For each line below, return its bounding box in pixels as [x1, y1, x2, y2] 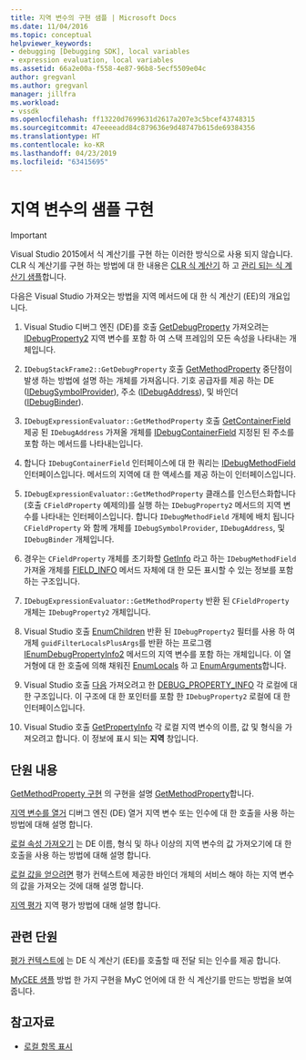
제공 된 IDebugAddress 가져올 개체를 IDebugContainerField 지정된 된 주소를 [23, 427, 295, 438]
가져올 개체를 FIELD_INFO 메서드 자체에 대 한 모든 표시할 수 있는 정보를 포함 [23, 565, 294, 576]
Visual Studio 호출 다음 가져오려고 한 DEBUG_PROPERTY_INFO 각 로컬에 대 [23, 679, 298, 690]
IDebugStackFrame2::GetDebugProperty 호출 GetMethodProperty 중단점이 [23, 363, 292, 374]
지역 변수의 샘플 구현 [10, 199, 154, 219]
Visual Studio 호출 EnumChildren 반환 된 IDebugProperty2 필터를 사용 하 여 [23, 626, 295, 637]
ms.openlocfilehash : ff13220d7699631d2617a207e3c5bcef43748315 [10, 115, 256, 124]
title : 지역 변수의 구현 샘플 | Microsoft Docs [10, 13, 177, 23]
